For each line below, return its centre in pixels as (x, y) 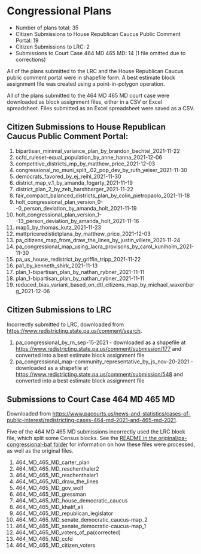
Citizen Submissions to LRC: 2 (53, 47)
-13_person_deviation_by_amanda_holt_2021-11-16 (77, 221)
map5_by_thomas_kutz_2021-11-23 (58, 227)
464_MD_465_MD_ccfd (44, 539)
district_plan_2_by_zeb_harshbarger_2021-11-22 (74, 189)
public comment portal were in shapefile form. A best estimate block (91, 77)
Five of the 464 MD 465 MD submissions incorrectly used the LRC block (96, 432)
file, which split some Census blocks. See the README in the (82, 438)
